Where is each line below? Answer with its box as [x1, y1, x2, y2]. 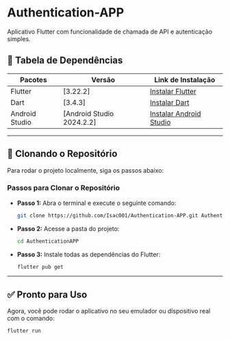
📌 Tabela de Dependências [7, 55, 123, 66]
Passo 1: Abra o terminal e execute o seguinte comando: [16, 199, 177, 207]
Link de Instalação [153, 75, 216, 84]
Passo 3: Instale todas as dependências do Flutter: [16, 250, 161, 258]
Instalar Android [149, 108, 201, 118]
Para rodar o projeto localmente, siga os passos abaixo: [7, 166, 164, 174]
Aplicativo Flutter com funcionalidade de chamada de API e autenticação [7, 27, 213, 36]
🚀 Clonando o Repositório [7, 148, 118, 160]
